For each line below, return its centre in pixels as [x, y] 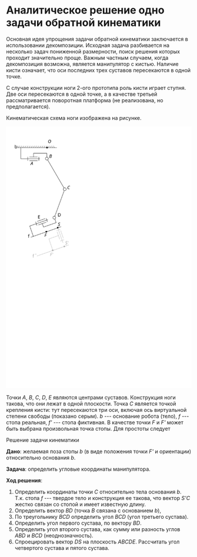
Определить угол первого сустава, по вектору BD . [78, 523]
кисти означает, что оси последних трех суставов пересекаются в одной [98, 70]
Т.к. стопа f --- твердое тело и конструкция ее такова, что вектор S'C [102, 498]
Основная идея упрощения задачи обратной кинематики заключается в [97, 39]
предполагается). [28, 106]
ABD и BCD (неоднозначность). [54, 535]
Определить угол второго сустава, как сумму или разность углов [97, 529]
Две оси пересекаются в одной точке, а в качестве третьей [82, 94]
